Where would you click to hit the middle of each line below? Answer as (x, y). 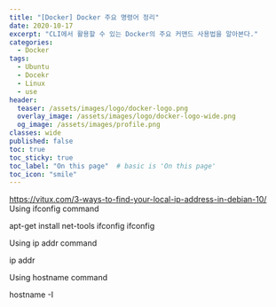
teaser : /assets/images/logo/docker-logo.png (103, 108)
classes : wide (35, 133)
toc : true (28, 149)
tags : (19, 59)
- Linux (32, 83)
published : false (41, 141)
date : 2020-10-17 (41, 26)
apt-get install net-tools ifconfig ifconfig (82, 226)
